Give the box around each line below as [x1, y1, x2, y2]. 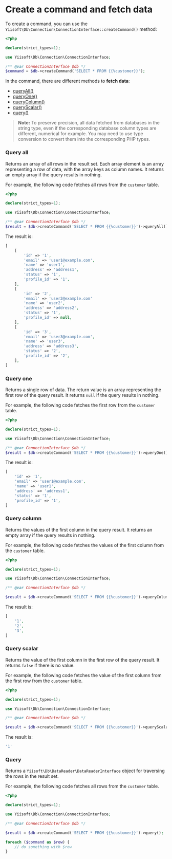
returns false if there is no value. [5, 662, 75, 668]
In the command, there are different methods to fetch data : [5, 78, 130, 84]
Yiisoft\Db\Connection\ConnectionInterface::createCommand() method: [5, 26, 157, 32]
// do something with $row [14, 844, 72, 849]
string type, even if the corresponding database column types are [17, 125, 157, 132]
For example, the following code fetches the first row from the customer [5, 402, 156, 408]
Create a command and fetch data [5, 4, 153, 15]
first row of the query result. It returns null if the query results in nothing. [5, 392, 160, 398]
